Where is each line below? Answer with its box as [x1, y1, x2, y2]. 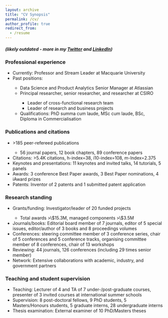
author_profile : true [5, 21, 50, 26]
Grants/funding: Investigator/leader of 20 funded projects [12, 205, 131, 211]
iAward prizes [12, 176, 41, 182]
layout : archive [5, 7, 39, 12]
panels [12, 165, 26, 171]
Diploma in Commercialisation [19, 116, 81, 122]
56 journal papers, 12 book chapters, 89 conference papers [19, 149, 142, 155]
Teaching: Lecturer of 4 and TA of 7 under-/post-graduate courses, [12, 286, 151, 292]
